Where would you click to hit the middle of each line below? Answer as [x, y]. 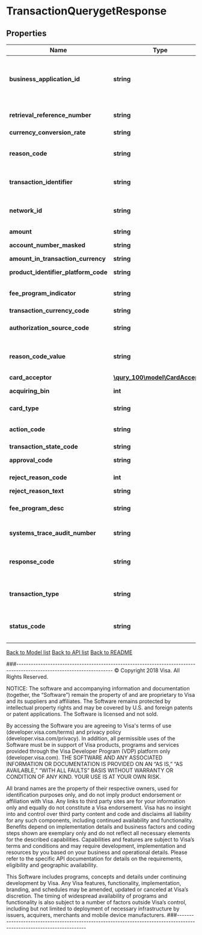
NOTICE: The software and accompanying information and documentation [98, 688]
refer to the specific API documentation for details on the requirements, [94, 859]
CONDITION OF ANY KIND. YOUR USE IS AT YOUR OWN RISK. [84, 777]
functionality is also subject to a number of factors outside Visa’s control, [96, 902]
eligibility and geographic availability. [52, 865]
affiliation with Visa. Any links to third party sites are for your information [96, 801]
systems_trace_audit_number [53, 533]
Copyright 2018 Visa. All [150, 670]
